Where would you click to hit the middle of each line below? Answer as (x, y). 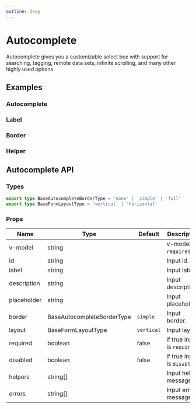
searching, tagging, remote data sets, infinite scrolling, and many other (91, 63)
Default (149, 234)
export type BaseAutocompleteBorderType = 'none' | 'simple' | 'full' (94, 199)
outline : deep (23, 11)
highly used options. (31, 69)
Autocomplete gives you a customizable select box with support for (87, 57)
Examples (24, 87)
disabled (21, 360)
